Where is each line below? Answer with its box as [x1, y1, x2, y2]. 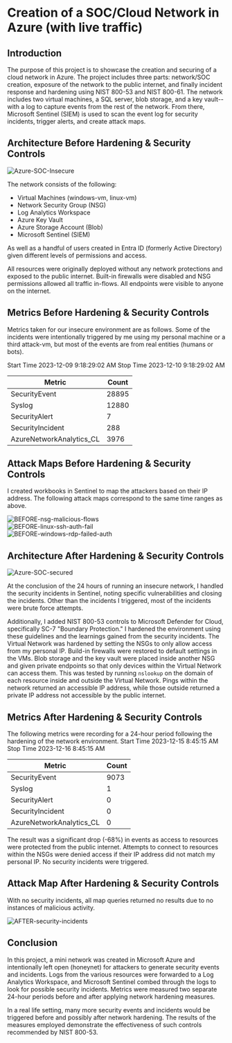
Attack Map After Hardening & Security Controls [7, 878, 220, 890]
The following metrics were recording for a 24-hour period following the [7, 730, 213, 738]
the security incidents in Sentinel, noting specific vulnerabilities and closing [7, 589, 222, 597]
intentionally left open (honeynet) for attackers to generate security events [7, 963, 220, 971]
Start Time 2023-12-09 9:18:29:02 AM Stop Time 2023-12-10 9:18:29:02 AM [7, 361, 225, 369]
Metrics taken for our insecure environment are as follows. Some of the [7, 325, 211, 334]
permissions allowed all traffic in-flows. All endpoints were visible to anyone [7, 279, 224, 287]
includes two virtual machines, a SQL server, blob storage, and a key [7, 95, 203, 103]
